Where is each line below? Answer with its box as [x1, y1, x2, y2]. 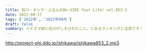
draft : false [5, 21, 33, 27]
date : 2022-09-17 [5, 12, 42, 17]
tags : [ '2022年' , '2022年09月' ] [5, 17, 72, 22]
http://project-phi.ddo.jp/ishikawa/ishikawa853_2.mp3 [5, 40, 120, 46]
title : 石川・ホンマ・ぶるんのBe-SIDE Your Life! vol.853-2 [5, 7, 128, 13]
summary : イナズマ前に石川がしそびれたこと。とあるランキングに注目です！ [5, 26, 144, 31]
